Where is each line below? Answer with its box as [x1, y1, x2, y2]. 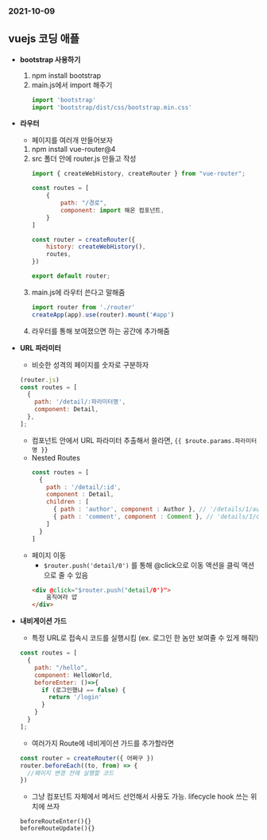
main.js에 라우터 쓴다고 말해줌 [31, 287, 126, 297]
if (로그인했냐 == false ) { [41, 686, 126, 694]
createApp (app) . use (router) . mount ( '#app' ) [31, 310, 175, 319]
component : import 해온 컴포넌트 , [60, 206, 164, 214]
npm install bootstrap [31, 70, 102, 80]
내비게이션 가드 [19, 616, 68, 626]
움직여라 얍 [46, 593, 78, 601]
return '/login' [48, 694, 103, 702]
